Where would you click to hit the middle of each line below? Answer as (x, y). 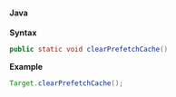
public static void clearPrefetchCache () (89, 50)
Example (26, 67)
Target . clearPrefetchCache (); (67, 83)
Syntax (23, 33)
